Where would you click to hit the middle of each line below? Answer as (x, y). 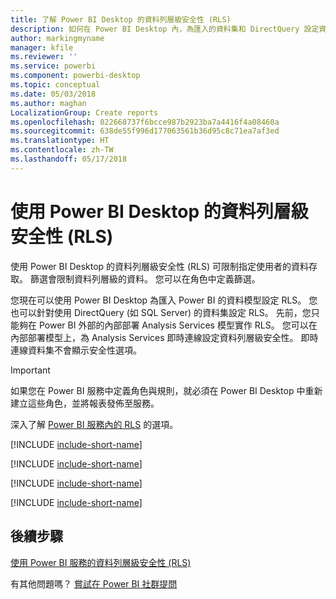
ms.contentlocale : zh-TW (62, 150)
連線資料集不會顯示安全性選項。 (76, 350)
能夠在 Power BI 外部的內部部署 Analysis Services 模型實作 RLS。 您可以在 (164, 325)
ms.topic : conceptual (55, 85)
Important (30, 370)
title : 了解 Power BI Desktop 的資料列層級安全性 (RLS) (121, 19)
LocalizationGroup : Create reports (84, 112)
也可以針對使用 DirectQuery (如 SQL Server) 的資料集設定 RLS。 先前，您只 (165, 312)
